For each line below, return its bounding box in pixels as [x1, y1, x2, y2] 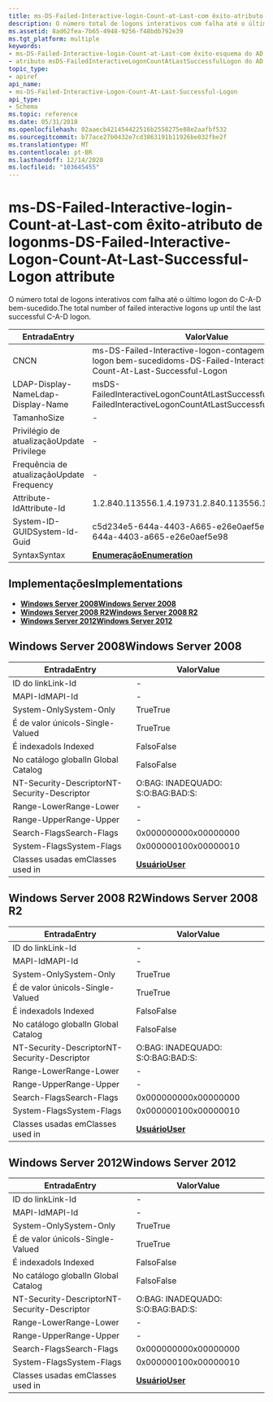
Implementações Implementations [8, 577, 184, 591]
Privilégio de [12, 425, 61, 436]
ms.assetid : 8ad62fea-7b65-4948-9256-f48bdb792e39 [8, 27, 184, 35]
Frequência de [12, 459, 67, 471]
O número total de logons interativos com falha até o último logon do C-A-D [8, 295, 262, 304]
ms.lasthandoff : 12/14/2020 [8, 156, 104, 164]
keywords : [8, 42, 42, 50]
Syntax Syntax [12, 550, 66, 561]
